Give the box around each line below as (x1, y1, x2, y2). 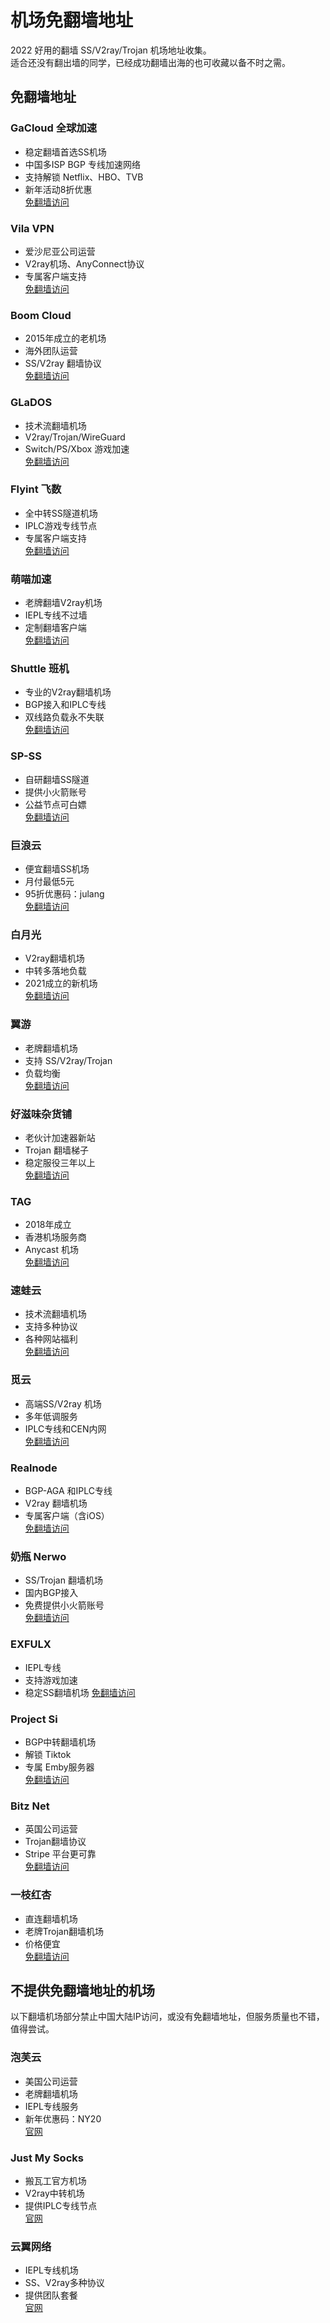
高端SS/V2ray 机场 (24, 1397, 102, 1410)
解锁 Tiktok (24, 1748, 72, 1760)
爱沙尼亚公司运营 (24, 245, 96, 257)
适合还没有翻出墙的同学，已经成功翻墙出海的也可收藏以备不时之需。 (10, 56, 291, 68)
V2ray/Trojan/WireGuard (24, 431, 126, 443)
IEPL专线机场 (24, 2264, 79, 2276)
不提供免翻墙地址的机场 (10, 1982, 155, 1999)
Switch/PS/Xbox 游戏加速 (24, 442, 130, 455)
